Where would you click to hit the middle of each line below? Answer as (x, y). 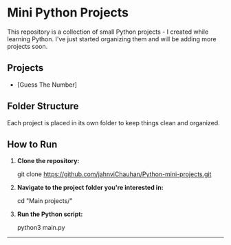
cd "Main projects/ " (45, 201)
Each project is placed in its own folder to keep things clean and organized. (113, 122)
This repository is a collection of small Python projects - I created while (108, 32)
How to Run (32, 144)
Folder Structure (43, 106)
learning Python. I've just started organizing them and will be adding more (112, 39)
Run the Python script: (50, 214)
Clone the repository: (48, 161)
